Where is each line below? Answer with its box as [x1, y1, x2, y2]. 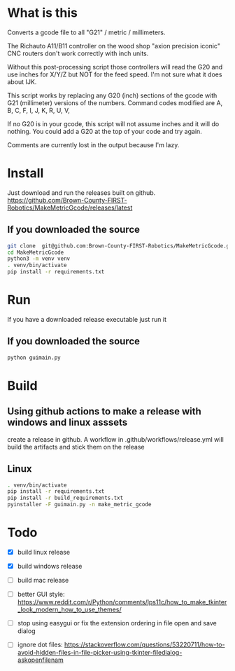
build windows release [17, 562, 83, 570]
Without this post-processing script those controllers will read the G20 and [7, 62, 222, 71]
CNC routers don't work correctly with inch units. [7, 49, 149, 57]
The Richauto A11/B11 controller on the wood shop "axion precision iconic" [7, 41, 220, 50]
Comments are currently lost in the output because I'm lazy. [7, 140, 180, 149]
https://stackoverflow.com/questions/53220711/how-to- [64, 640, 225, 649]
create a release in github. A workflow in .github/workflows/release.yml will [7, 435, 224, 443]
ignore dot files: [17, 640, 63, 649]
